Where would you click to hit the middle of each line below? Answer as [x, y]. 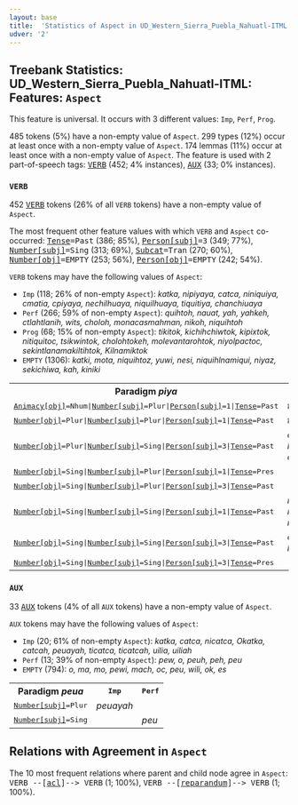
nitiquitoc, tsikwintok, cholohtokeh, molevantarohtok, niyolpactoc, [142, 341]
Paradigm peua [51, 691]
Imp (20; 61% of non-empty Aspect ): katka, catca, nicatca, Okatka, [144, 641]
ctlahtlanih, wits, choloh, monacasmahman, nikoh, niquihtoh [133, 323]
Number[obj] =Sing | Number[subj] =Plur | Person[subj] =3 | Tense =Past [144, 486]
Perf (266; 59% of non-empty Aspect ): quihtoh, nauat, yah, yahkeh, [146, 313]
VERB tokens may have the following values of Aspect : [106, 277]
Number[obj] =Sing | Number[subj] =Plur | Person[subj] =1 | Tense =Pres [144, 471]
